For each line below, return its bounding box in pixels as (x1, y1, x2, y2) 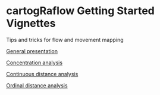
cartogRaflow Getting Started (6, 4, 155, 18)
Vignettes (6, 17, 56, 30)
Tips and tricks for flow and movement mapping (6, 36, 124, 43)
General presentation (6, 47, 58, 54)
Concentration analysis (6, 59, 63, 66)
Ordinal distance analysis (6, 81, 68, 89)
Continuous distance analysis (6, 70, 79, 77)
